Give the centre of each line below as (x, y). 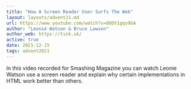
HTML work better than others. (45, 81)
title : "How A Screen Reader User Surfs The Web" (70, 12)
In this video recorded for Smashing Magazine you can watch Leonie (92, 68)
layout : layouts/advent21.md (43, 17)
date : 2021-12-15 (28, 46)
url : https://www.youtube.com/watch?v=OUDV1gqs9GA (71, 23)
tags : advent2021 (28, 51)
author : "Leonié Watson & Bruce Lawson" (58, 29)
